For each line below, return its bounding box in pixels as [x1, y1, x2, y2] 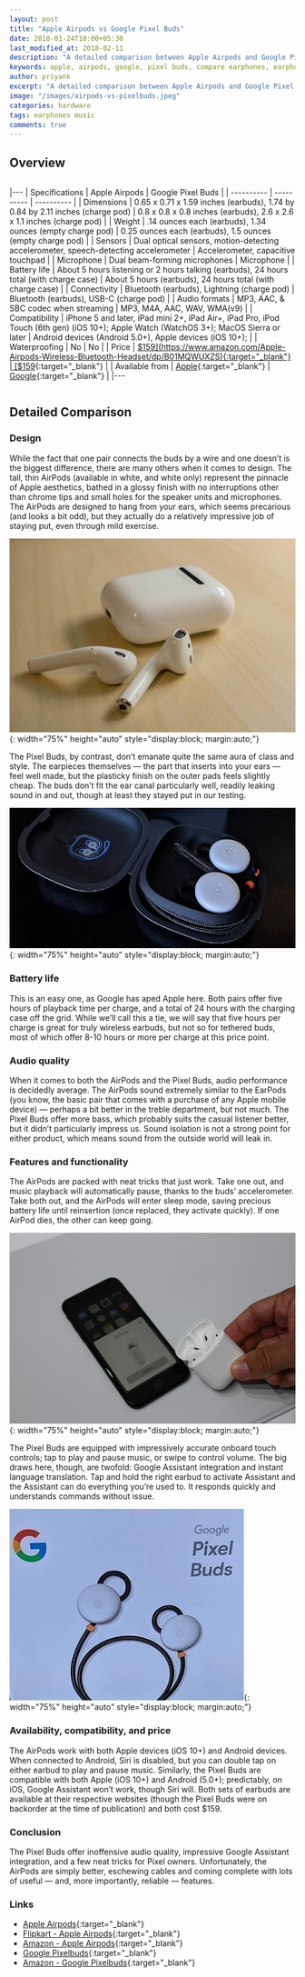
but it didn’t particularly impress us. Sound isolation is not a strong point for [9, 1123, 291, 1133]
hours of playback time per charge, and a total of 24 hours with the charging [9, 1003, 296, 1013]
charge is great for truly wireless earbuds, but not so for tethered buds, [9, 1022, 276, 1033]
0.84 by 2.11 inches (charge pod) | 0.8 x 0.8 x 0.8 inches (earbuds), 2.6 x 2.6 [9, 206, 294, 217]
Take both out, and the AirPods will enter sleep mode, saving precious [9, 1195, 271, 1206]
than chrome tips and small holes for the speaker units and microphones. [9, 491, 283, 502]
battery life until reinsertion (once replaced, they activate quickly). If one [9, 1205, 280, 1216]
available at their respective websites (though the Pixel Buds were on [9, 1793, 268, 1804]
